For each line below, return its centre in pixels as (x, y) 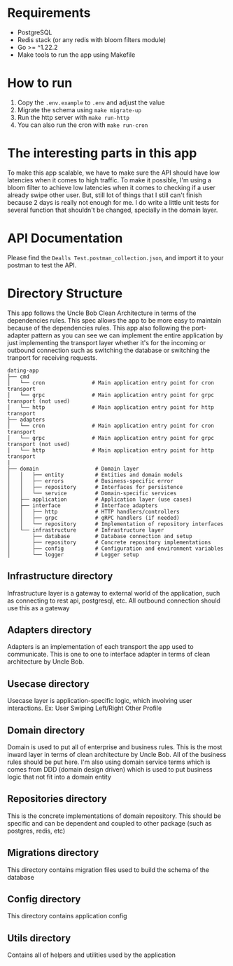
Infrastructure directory (60, 576)
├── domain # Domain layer (73, 469)
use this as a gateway (38, 608)
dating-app (23, 370)
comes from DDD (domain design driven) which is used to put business (110, 769)
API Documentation (65, 238)
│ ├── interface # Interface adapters (83, 505)
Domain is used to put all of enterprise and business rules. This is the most (115, 747)
